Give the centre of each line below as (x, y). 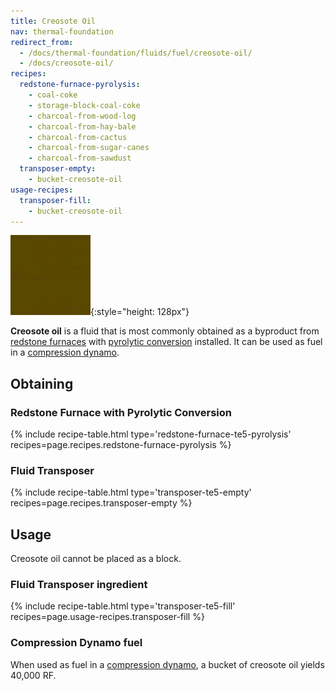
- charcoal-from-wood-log (82, 116)
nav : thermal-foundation (62, 31)
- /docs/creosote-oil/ (66, 63)
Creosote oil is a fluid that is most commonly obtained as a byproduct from (165, 331)
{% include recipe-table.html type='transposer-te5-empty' (131, 492)
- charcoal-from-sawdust (80, 158)
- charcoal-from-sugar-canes (89, 148)
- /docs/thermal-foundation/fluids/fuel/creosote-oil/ (136, 53)
